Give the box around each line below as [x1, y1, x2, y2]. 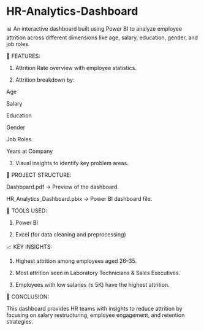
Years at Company [6, 147, 53, 155]
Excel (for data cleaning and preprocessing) [15, 230, 127, 238]
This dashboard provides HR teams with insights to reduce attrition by [6, 305, 183, 312]
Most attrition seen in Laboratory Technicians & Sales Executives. [15, 269, 181, 276]
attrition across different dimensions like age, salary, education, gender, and [6, 34, 198, 41]
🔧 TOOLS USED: [6, 207, 47, 214]
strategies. [6, 317, 34, 325]
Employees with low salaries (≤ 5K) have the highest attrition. [15, 281, 170, 288]
